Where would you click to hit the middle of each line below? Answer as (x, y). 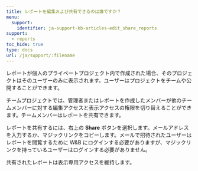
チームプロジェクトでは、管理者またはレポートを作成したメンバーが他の (94, 100)
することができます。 (37, 88)
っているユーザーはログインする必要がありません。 (88, 149)
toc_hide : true (25, 45)
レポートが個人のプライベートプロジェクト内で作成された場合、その (89, 73)
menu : (13, 17)
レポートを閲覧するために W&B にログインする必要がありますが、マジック (96, 142)
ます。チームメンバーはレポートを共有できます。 (65, 115)
